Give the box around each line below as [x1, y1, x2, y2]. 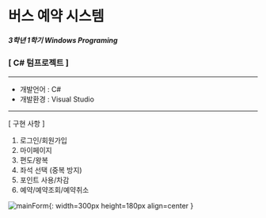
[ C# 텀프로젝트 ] [8, 57, 69, 68]
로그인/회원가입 [19, 136, 68, 145]
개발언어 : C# [19, 84, 62, 94]
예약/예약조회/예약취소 [19, 185, 89, 194]
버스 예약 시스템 [8, 7, 104, 25]
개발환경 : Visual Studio [19, 94, 95, 104]
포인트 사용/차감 [19, 175, 70, 185]
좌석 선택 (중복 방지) [19, 165, 82, 174]
